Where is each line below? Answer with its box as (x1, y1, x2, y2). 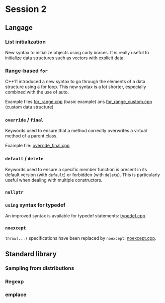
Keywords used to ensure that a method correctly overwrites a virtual (5, 128, 147, 134)
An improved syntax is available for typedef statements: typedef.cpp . (5, 212, 147, 218)
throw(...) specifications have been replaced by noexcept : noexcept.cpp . (5, 235, 157, 241)
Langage (5, 23, 33, 32)
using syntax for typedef (5, 202, 66, 208)
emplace (5, 291, 27, 298)
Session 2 (5, 3, 47, 15)
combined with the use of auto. (5, 89, 69, 95)
